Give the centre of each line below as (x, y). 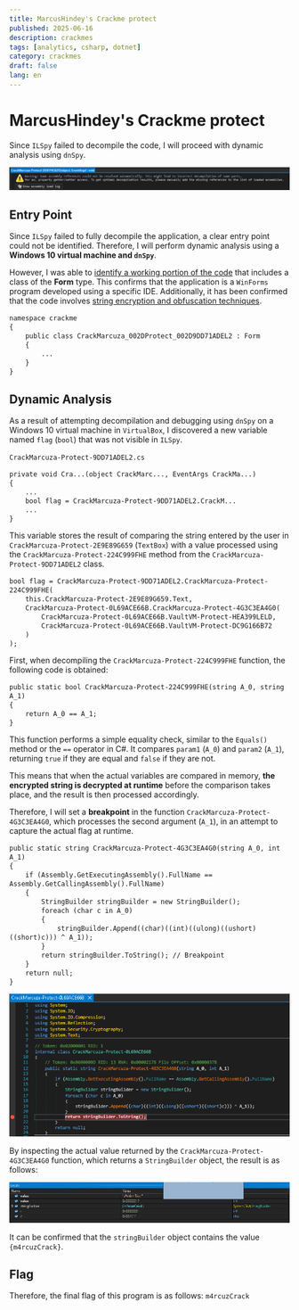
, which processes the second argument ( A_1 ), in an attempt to (163, 821)
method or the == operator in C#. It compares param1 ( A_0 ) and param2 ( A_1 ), (147, 749)
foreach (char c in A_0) (87, 911)
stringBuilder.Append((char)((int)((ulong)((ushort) (156, 929)
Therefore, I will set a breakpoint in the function (97, 812)
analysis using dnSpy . (48, 154)
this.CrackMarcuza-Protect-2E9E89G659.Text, (109, 599)
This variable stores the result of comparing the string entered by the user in (149, 536)
